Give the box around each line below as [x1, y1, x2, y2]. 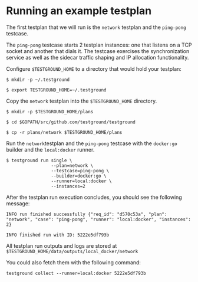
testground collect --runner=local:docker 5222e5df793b [6, 270, 146, 276]
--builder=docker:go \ [51, 173, 107, 179]
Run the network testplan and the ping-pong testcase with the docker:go [6, 140, 178, 147]
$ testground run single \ [6, 158, 72, 163]
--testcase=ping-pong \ [51, 168, 110, 173]
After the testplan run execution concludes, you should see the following [6, 194, 182, 201]
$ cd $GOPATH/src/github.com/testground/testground [6, 119, 136, 125]
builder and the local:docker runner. [6, 146, 95, 153]
